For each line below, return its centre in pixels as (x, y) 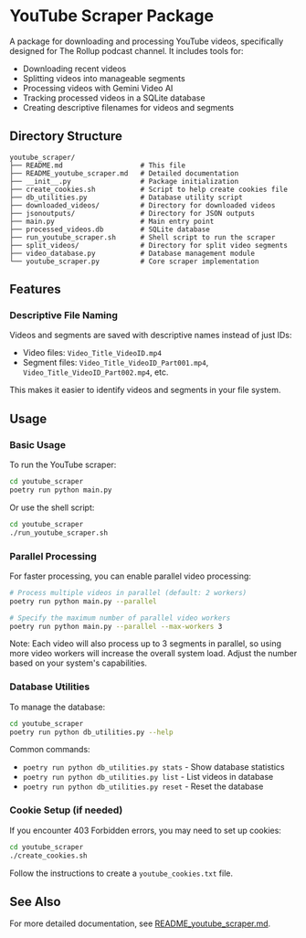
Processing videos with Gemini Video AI (98, 88)
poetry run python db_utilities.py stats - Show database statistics (153, 767)
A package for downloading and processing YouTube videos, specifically (147, 41)
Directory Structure (66, 137)
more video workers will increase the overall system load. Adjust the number (153, 654)
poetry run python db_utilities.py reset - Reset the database (143, 786)
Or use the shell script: (52, 507)
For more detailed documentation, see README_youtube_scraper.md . (140, 923)
